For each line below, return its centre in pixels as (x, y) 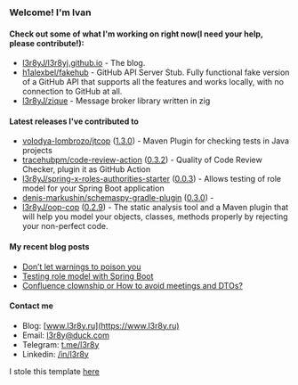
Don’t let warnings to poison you (81, 266)
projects (37, 151)
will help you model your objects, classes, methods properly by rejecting (155, 217)
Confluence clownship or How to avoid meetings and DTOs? (132, 285)
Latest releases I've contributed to (74, 121)
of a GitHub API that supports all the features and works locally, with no (153, 82)
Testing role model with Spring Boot (88, 276)
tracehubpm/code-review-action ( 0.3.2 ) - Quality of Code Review (142, 160)
